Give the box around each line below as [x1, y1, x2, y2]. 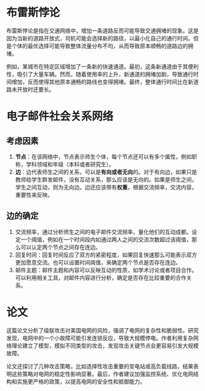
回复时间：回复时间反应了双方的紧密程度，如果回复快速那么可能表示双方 [15, 251, 197, 258]
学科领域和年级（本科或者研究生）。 [26, 160, 115, 168]
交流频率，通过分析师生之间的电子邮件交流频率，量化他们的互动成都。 [15, 228, 192, 235]
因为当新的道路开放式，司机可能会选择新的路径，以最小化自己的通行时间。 [6, 34, 193, 42]
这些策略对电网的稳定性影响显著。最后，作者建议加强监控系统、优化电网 [11, 370, 193, 378]
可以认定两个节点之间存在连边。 [20, 243, 101, 250]
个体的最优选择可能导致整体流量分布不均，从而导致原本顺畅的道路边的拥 [11, 42, 193, 49]
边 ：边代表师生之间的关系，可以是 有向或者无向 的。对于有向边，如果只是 [15, 168, 197, 175]
